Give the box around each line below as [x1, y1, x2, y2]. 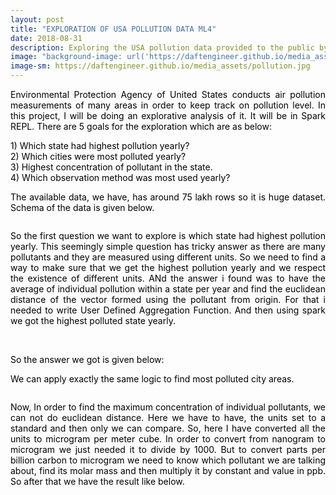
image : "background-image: [10, 52, 123, 62]
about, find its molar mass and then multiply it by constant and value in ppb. [10, 465, 326, 476]
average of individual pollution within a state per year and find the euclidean [10, 283, 326, 295]
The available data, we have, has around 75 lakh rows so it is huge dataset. [10, 191, 326, 203]
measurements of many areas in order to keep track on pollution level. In [10, 99, 326, 111]
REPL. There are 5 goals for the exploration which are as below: [10, 121, 272, 132]
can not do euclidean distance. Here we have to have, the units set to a [10, 412, 326, 423]
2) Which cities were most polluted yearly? [10, 151, 187, 162]
